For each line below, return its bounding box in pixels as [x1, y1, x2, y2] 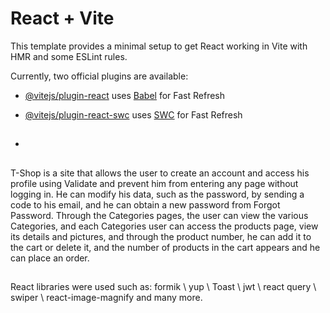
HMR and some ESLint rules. [10, 50, 128, 62]
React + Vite [10, 7, 115, 30]
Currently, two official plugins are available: [10, 70, 189, 82]
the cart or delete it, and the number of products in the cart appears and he [10, 241, 321, 253]
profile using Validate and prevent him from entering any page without [10, 177, 299, 189]
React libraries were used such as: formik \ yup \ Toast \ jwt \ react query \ [10, 281, 317, 293]
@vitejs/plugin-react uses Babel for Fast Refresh [24, 89, 226, 101]
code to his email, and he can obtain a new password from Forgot [10, 198, 281, 211]
